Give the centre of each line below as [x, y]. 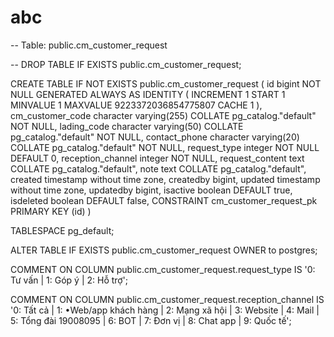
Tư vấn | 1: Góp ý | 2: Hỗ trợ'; [69, 280]
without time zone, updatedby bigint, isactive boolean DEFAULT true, [151, 190]
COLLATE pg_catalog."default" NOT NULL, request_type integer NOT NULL [165, 147]
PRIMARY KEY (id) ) [51, 211]
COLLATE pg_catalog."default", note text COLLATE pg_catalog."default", [158, 168]
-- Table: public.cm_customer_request [89, 45]
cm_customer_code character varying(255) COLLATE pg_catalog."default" [163, 115]
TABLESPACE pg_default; [62, 230]
